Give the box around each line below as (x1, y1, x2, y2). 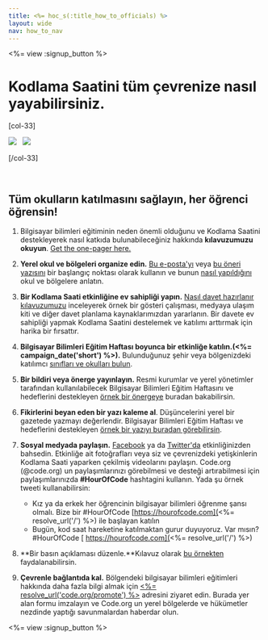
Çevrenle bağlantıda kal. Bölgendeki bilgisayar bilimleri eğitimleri (19, 573, 238, 583)
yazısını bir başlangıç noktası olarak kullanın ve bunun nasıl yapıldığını (19, 268, 253, 278)
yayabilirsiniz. (8, 94, 105, 113)
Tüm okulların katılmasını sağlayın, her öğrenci (8, 192, 249, 206)
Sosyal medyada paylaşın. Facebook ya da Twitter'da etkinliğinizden (19, 441, 251, 450)
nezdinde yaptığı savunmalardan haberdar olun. (19, 607, 179, 617)
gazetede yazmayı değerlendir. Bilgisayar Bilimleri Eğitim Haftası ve (19, 416, 244, 426)
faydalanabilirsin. (19, 558, 77, 567)
